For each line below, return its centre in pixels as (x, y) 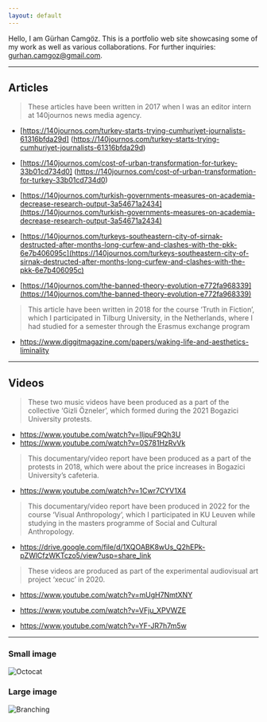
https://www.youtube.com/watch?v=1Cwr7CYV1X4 (103, 491)
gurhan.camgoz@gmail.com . (56, 55)
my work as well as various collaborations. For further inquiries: (112, 47)
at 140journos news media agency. (85, 116)
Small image (33, 654)
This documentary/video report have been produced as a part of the (139, 458)
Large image (33, 692)
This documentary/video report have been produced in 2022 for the (139, 506)
